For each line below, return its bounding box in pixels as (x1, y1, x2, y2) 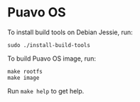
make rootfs (7, 68, 43, 75)
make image (7, 74, 40, 81)
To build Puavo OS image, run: (7, 54, 96, 63)
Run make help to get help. (7, 86, 85, 95)
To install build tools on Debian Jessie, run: (7, 28, 133, 36)
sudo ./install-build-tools (7, 41, 91, 49)
